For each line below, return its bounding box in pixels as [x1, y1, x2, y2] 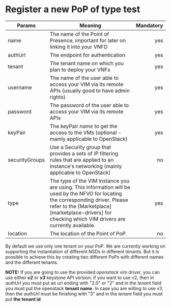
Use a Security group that [49, 143, 111, 150]
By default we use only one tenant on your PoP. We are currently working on [5, 243, 165, 249]
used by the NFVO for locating [49, 190, 122, 197]
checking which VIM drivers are [49, 215, 126, 222]
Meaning [79, 22, 102, 29]
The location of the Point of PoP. [49, 230, 127, 237]
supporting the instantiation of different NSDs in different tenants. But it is [5, 248, 159, 255]
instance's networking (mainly [49, 163, 122, 170]
